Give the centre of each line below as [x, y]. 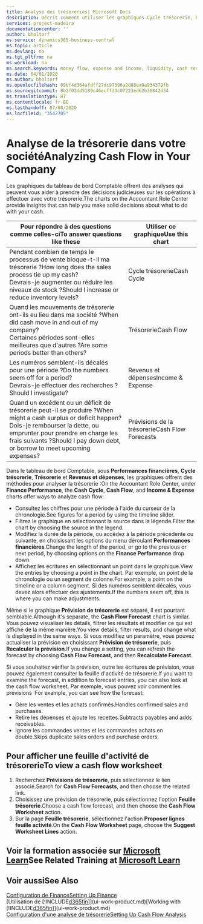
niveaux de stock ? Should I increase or [64, 290]
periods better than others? [48, 353]
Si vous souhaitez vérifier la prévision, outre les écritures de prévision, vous [100, 667]
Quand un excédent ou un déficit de [60, 403]
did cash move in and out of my [54, 323]
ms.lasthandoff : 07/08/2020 [42, 108]
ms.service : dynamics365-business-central [60, 40]
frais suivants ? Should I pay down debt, [65, 441]
